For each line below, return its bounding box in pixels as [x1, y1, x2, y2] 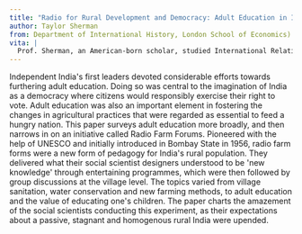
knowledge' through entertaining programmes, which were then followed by [9, 167, 290, 178]
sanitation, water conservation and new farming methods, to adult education [9, 186, 292, 197]
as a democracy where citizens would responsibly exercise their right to [9, 91, 276, 102]
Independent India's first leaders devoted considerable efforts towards [9, 71, 271, 82]
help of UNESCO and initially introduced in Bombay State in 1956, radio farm [9, 139, 291, 149]
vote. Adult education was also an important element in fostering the [9, 100, 263, 111]
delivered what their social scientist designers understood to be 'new [9, 157, 265, 168]
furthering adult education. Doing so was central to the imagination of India [9, 81, 288, 92]
